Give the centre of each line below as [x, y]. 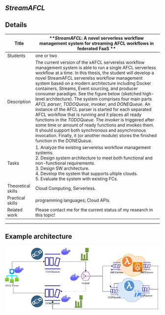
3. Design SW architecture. [62, 169]
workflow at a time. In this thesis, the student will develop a [95, 73]
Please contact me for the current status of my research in [94, 210]
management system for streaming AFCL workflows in [96, 43]
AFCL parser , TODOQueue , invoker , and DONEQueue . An [93, 104]
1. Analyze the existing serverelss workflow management [93, 147]
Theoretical [19, 186]
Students [16, 56]
